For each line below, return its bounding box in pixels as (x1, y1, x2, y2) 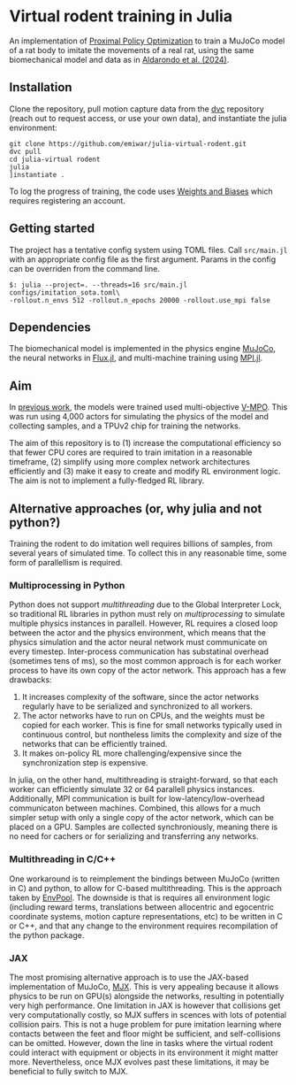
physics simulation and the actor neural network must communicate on (9, 637, 268, 648)
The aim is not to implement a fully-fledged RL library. (9, 475, 205, 486)
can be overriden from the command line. (9, 263, 161, 273)
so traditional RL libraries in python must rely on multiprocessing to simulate (9, 609, 285, 619)
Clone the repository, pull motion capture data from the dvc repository (9, 104, 265, 114)
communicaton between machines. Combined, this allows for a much (9, 803, 261, 813)
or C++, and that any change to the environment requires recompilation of (9, 920, 278, 931)
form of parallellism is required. (9, 558, 123, 567)
